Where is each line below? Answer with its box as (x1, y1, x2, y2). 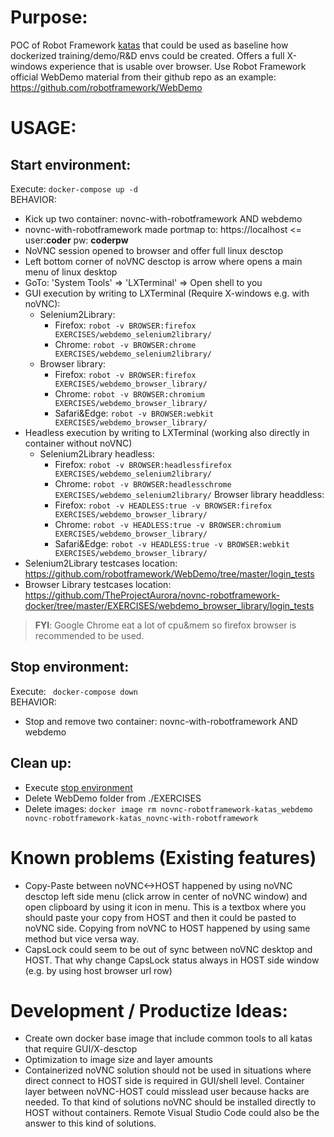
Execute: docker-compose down (10, 685, 138, 697)
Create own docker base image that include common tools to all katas (24, 1032, 313, 1045)
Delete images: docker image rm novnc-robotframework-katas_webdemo (24, 802, 313, 815)
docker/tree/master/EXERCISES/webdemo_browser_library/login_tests (24, 599, 315, 611)
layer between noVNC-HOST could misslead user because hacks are (24, 1086, 310, 1098)
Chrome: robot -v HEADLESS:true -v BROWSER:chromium (54, 518, 282, 530)
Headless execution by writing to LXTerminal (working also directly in (24, 426, 310, 438)
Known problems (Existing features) (10, 846, 317, 869)
